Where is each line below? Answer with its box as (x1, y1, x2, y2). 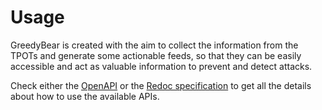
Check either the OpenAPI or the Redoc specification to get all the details (10, 79, 312, 91)
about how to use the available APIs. (10, 90, 160, 102)
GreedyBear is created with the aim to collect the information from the (10, 39, 299, 51)
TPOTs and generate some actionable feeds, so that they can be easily (10, 49, 302, 61)
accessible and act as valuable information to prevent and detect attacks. (10, 60, 313, 72)
